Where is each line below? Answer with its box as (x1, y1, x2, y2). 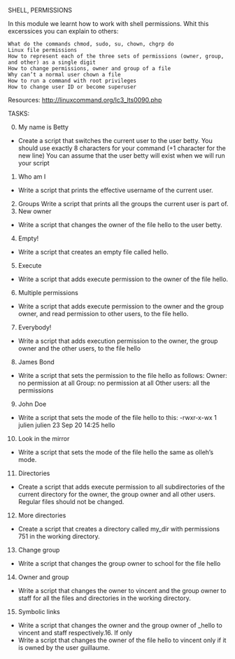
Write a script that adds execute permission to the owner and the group (17, 302, 225, 311)
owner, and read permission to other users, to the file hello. (17, 310, 189, 318)
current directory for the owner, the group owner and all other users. (17, 490, 215, 498)
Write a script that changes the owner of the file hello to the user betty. (17, 221, 222, 229)
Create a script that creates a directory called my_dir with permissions (17, 525, 220, 533)
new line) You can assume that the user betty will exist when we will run (17, 151, 226, 160)
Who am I (17, 172, 46, 181)
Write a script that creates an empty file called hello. (17, 248, 169, 256)
